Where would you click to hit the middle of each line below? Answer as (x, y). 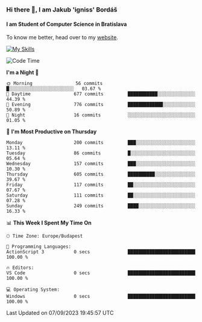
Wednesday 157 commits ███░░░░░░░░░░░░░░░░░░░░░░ (101, 164)
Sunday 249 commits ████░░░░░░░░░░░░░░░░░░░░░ (101, 206)
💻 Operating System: (33, 290)
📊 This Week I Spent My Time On (49, 223)
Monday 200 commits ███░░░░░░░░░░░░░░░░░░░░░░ (101, 143)
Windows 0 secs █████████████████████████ (101, 297)
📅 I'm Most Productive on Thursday (52, 131)
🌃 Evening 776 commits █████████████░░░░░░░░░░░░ (101, 105)
